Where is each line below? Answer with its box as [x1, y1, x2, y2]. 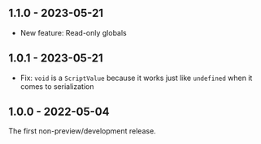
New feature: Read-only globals [20, 28, 128, 37]
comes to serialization [20, 81, 94, 91]
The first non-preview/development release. [8, 126, 156, 136]
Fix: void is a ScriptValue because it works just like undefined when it [20, 73, 253, 83]
